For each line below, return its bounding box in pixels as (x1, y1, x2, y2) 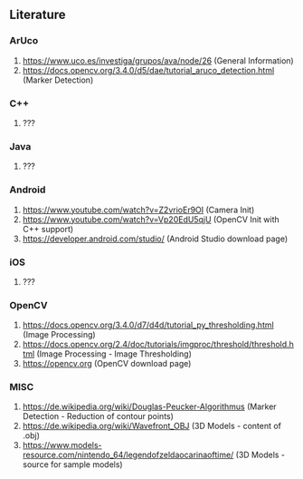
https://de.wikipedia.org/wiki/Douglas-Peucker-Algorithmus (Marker (22, 401, 278, 412)
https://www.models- (22, 440, 102, 451)
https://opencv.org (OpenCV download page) (22, 358, 192, 369)
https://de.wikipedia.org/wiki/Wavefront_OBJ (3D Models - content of (22, 421, 282, 432)
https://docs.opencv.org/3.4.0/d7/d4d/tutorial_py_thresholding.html (22, 319, 274, 330)
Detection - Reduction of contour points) (22, 411, 175, 422)
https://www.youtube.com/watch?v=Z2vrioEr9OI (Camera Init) (22, 204, 255, 215)
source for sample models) (22, 459, 124, 470)
